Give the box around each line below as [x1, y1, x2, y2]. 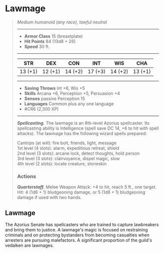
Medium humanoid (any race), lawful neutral [17, 19, 107, 25]
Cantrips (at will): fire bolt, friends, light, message [17, 140, 117, 146]
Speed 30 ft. [24, 44, 50, 49]
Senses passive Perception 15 [24, 95, 85, 101]
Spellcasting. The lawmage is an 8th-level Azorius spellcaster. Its [17, 120, 150, 126]
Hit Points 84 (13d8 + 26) [24, 38, 76, 44]
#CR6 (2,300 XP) [24, 106, 59, 112]
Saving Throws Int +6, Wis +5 [24, 85, 85, 91]
